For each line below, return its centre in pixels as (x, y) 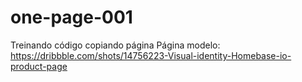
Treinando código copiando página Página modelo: (115, 45)
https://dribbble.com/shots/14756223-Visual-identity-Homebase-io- (151, 55)
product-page (39, 66)
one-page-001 (71, 17)
